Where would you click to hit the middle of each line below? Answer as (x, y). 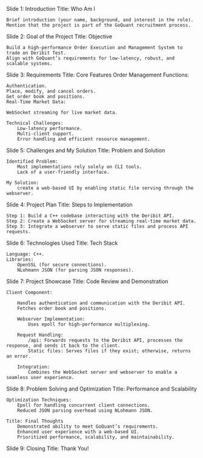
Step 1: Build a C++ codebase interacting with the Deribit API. (90, 216)
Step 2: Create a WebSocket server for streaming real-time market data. (101, 221)
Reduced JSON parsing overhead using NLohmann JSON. (85, 411)
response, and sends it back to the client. (63, 346)
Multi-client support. (46, 134)
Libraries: (20, 259)
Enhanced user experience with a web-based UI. (78, 432)
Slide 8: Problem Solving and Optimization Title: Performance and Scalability (101, 389)
